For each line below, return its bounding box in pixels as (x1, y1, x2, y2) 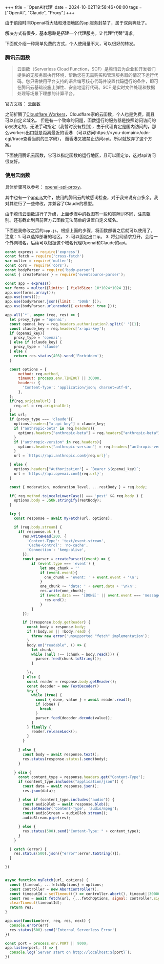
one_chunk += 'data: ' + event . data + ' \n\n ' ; (40, 584, 137, 589)
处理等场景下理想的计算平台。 (17, 91, 77, 96)
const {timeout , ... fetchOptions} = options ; (9, 882, 104, 887)
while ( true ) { (31, 693, 62, 698)
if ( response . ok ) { (18, 529, 60, 534)
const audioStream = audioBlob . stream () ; (22, 811, 108, 816)
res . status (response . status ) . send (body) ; (22, 757, 108, 761)
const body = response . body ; (26, 624, 86, 630)
